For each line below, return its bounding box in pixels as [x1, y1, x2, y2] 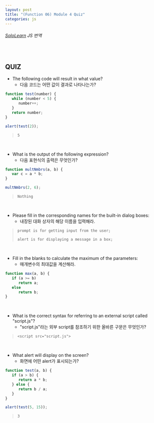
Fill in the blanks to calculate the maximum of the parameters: [12, 255, 138, 261]
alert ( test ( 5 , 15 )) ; [5, 405, 48, 410]
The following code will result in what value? [12, 76, 103, 82]
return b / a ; [18, 386, 48, 392]
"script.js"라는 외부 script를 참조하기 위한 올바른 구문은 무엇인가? [19, 324, 147, 330]
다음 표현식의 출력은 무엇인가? [19, 157, 78, 163]
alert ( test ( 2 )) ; [5, 124, 39, 129]
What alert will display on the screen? [12, 352, 89, 358]
